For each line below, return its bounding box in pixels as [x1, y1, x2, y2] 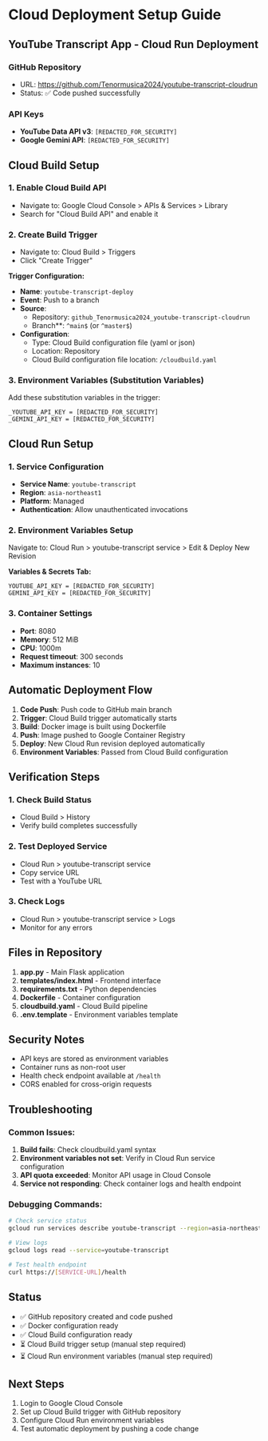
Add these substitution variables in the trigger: [8, 393, 161, 402]
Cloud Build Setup [8, 158, 100, 172]
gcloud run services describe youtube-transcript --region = [8, 1224, 213, 1233]
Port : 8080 [19, 626, 57, 635]
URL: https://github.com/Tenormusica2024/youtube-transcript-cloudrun [19, 79, 258, 89]
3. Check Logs [8, 896, 65, 907]
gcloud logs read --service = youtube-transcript [8, 1247, 170, 1255]
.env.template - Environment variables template [19, 1010, 179, 1019]
